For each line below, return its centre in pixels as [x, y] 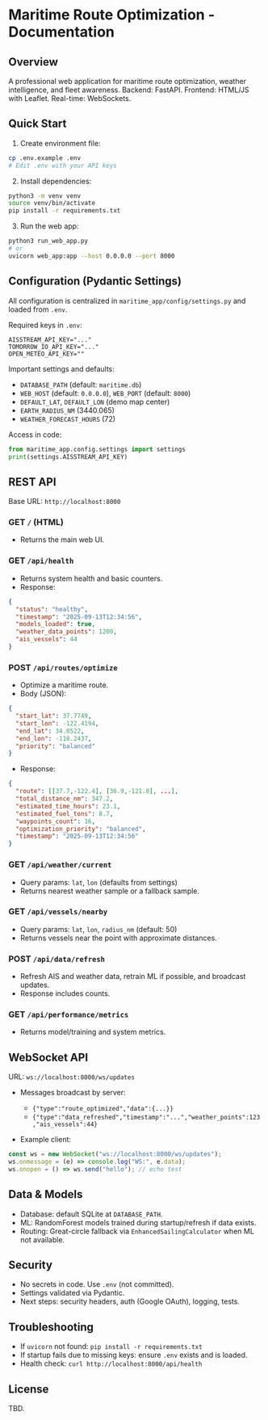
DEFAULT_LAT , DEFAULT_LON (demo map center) [95, 401]
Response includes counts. [65, 994]
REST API [32, 482]
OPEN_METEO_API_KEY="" [46, 354]
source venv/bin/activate [52, 204]
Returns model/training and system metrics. [93, 1032]
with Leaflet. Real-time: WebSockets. [70, 98]
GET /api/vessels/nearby [58, 912]
